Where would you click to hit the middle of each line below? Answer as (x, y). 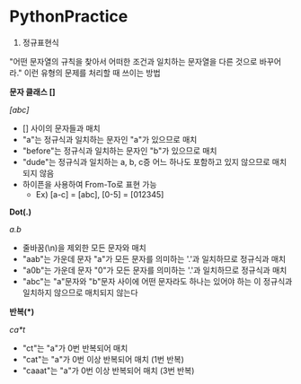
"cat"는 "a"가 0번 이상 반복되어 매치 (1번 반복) (103, 359)
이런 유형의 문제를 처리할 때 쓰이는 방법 (92, 73)
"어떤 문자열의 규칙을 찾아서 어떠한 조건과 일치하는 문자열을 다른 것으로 (133, 61)
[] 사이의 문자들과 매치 (61, 128)
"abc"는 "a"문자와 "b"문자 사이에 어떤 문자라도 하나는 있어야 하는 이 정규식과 (157, 281)
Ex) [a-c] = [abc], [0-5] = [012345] (100, 194)
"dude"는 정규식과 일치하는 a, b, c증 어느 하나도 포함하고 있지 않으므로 (146, 161)
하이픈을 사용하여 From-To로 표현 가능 (89, 184)
